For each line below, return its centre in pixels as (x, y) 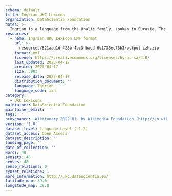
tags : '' (15, 115)
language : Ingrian (34, 86)
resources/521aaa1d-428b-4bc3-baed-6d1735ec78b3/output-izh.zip (89, 48)
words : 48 (16, 153)
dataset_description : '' (32, 138)
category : (16, 95)
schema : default (23, 10)
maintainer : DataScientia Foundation (46, 105)
